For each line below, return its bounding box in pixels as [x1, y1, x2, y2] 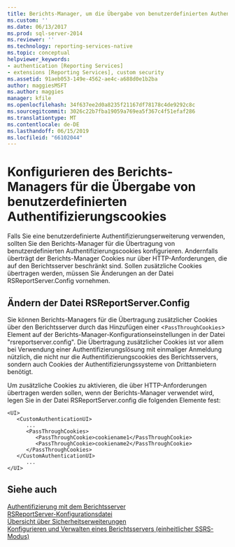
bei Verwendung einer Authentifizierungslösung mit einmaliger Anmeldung [7, 345, 222, 354]
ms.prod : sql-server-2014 [7, 29, 83, 37]
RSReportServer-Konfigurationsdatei [7, 509, 113, 518]
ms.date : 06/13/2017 [7, 23, 68, 30]
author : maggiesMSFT [7, 82, 68, 89]
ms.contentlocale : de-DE [7, 120, 80, 128]
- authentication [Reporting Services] [7, 62, 124, 69]
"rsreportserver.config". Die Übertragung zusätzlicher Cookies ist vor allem [7, 338, 224, 346]
